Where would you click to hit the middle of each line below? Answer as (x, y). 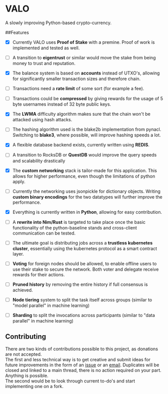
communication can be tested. (44, 233)
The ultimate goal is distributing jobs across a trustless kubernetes (82, 243)
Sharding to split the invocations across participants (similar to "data (83, 315)
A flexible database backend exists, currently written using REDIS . (81, 145)
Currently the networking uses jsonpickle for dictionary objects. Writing (87, 191)
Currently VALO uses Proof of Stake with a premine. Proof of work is (83, 42)
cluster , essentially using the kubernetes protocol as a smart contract (85, 248)
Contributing (26, 337)
